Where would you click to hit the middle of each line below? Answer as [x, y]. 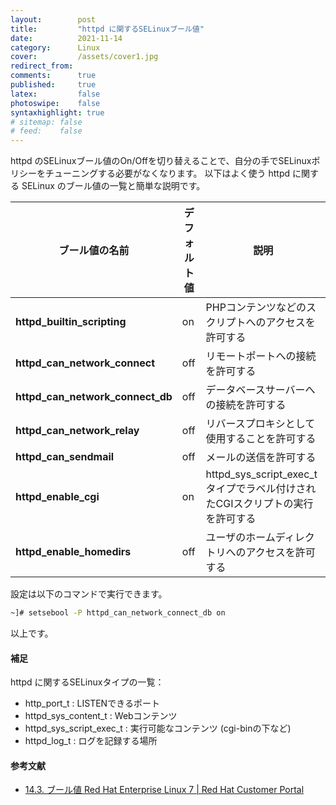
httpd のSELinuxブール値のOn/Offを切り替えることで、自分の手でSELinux [161, 161]
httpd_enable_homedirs [73, 552]
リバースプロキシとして [260, 424]
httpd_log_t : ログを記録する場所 [91, 741]
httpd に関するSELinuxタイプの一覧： [87, 682]
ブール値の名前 [94, 251]
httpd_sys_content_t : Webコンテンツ [101, 716]
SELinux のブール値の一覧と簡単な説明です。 [113, 186]
